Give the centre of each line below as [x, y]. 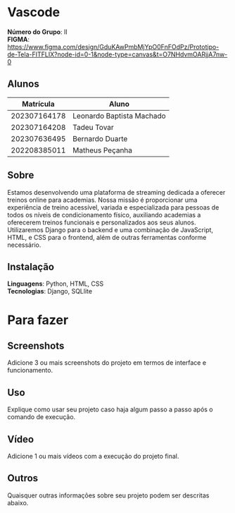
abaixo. [18, 502]
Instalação [31, 266]
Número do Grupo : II [38, 32]
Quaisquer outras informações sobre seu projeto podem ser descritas [108, 495]
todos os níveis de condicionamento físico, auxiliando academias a [104, 215]
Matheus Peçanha [102, 150]
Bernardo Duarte [100, 138]
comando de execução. [42, 417]
